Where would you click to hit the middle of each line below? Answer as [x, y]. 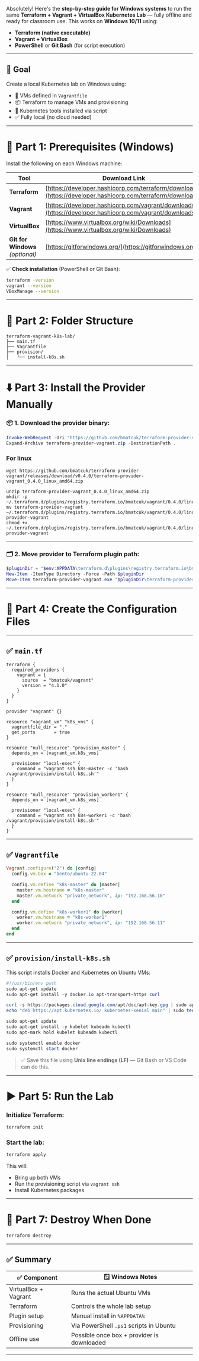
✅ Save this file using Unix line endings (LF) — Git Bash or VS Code [104, 1060]
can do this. [35, 1067]
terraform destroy [29, 1236]
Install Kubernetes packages [49, 1190]
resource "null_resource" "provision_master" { [66, 748]
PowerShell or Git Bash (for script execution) [70, 45]
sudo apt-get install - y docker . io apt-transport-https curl [83, 994]
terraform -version [30, 280]
